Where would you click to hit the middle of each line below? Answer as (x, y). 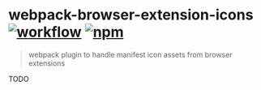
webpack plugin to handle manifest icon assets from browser (130, 54)
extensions (47, 63)
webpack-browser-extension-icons (131, 15)
